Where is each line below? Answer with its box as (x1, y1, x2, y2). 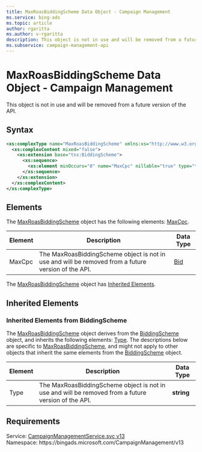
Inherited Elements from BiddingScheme (6, 316, 127, 324)
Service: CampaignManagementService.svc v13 (6, 432, 125, 439)
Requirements (6, 416, 60, 427)
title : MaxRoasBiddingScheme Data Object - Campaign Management (6, 8, 171, 15)
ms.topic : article (6, 20, 52, 26)
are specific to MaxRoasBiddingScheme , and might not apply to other (6, 342, 179, 350)
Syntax (6, 125, 34, 135)
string (172, 389, 190, 397)
